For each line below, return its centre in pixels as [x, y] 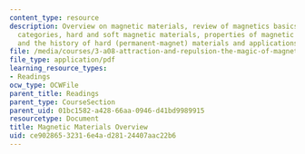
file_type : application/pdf [63, 60]
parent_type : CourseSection [63, 102]
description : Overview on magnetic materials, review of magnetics [140, 26]
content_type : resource [54, 18]
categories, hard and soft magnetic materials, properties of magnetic [156, 34]
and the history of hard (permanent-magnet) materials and [132, 43]
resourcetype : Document [54, 119]
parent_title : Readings [54, 93]
